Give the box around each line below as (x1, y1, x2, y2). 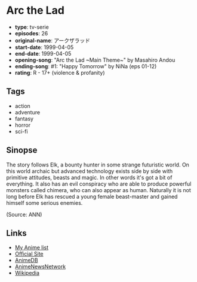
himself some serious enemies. (6, 199, 83, 207)
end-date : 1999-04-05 (14, 50, 72, 57)
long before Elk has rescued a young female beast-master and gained (6, 193, 178, 200)
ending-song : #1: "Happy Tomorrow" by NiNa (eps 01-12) (14, 62, 157, 69)
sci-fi (14, 128, 28, 135)
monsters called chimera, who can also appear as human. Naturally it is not (6, 186, 191, 193)
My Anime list (14, 244, 49, 251)
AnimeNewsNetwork (14, 263, 66, 270)
